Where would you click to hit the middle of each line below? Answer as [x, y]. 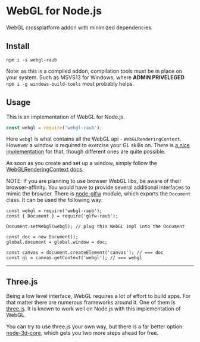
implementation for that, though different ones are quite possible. [86, 152]
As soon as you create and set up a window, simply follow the [82, 163]
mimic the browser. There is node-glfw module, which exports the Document [99, 194]
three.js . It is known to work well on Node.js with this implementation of [93, 309]
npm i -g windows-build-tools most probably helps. [70, 83]
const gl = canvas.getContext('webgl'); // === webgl [74, 258]
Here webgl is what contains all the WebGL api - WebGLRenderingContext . [94, 139]
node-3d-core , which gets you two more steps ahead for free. [82, 333]
